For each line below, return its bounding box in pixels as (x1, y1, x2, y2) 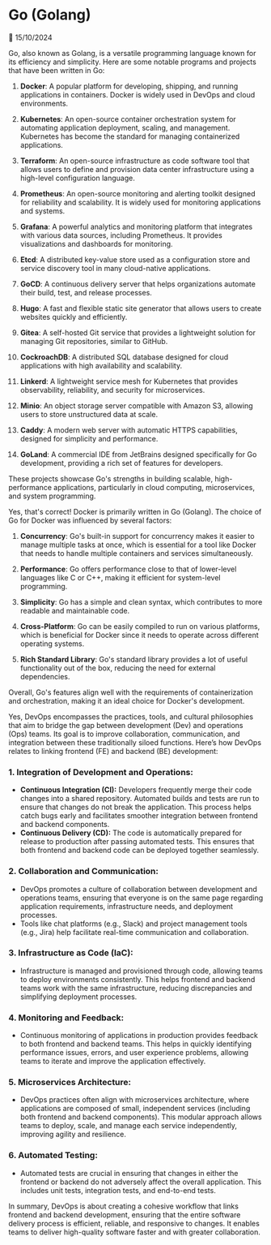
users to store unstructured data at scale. (19, 409, 159, 419)
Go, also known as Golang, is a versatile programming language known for (8, 48, 256, 58)
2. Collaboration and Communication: (8, 866, 159, 877)
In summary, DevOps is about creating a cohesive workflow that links (8, 1201, 239, 1211)
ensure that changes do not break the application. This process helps (19, 802, 252, 812)
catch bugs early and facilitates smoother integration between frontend (19, 811, 259, 821)
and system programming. (8, 491, 96, 501)
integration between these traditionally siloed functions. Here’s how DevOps (8, 737, 261, 747)
